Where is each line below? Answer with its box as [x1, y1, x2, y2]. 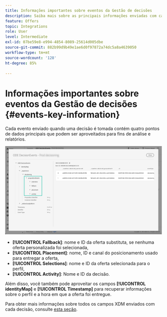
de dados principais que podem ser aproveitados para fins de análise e [5, 131, 151, 137]
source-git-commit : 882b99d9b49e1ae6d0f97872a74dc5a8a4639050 [5, 45, 137, 50]
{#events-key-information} [5, 109, 120, 121]
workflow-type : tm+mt [5, 50, 50, 55]
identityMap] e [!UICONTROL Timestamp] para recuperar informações [5, 286, 152, 292]
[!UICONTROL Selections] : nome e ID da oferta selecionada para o [12, 260, 150, 266]
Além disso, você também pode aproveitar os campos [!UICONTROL [5, 281, 146, 287]
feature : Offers [5, 18, 39, 23]
